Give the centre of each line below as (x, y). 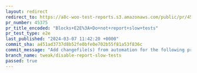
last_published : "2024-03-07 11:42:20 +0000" (62, 39)
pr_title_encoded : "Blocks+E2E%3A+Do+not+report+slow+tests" (82, 28)
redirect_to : (21, 17)
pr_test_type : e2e (28, 34)
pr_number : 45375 (27, 22)
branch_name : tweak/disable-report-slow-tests (64, 55)
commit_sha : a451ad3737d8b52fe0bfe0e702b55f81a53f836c (74, 45)
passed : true (21, 61)
